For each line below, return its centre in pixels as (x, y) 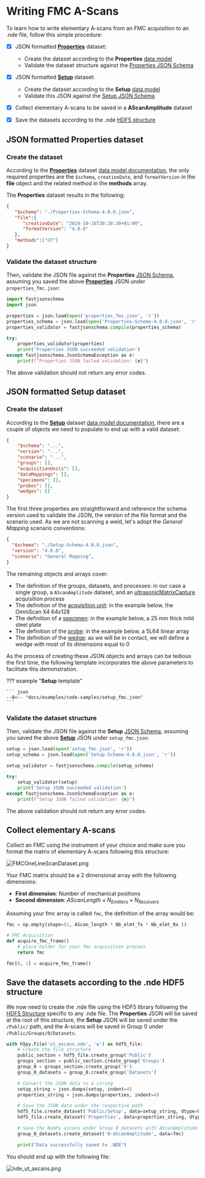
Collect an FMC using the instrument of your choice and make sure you (96, 845)
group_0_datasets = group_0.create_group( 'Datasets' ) (87, 1072)
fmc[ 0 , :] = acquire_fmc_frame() (49, 964)
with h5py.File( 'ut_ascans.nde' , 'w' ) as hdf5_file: (75, 1044)
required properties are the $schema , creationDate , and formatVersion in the (101, 177)
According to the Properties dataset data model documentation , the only (98, 170)
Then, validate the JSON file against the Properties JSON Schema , (91, 275)
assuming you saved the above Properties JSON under (76, 282)
